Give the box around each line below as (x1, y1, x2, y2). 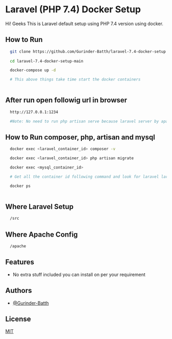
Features (5, 258, 34, 267)
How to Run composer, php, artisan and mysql (5, 133, 155, 141)
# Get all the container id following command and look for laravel (10, 174, 159, 179)
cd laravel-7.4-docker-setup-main (10, 58, 83, 63)
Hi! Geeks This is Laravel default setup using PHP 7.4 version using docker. (5, 20, 164, 27)
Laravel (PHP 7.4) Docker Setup (5, 4, 141, 15)
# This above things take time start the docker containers (10, 77, 141, 82)
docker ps (10, 183, 31, 188)
